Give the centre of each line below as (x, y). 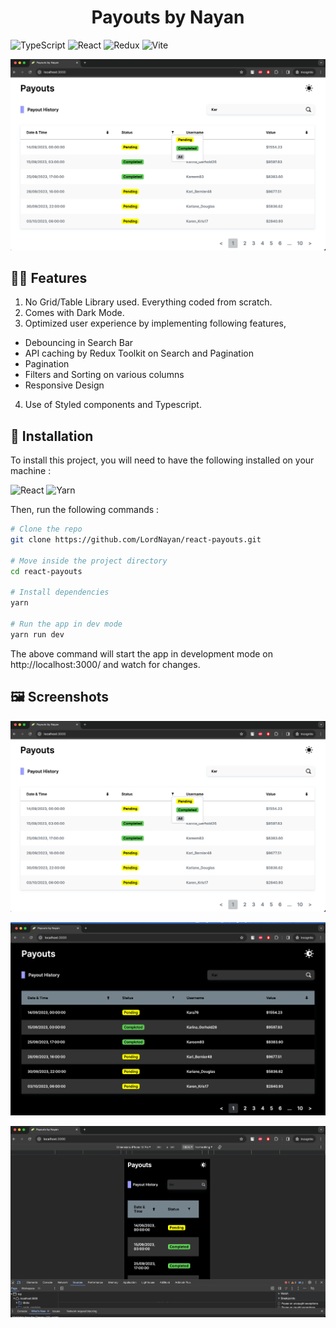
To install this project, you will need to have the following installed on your (162, 460)
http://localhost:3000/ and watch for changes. (105, 664)
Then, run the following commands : (85, 510)
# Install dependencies (60, 592)
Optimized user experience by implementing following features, (155, 323)
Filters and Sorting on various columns (104, 375)
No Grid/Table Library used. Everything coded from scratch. (148, 302)
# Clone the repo (46, 529)
